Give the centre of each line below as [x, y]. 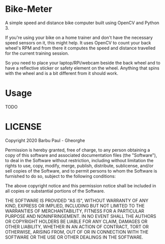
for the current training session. [37, 53]
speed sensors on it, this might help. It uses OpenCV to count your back [78, 42]
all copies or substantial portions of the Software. [55, 191]
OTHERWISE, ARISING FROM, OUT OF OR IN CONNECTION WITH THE [77, 232]
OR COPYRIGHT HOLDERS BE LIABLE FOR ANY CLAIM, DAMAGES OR [76, 221]
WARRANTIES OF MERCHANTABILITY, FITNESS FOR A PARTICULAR [75, 211]
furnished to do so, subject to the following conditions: [60, 176]
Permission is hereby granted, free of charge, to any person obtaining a [78, 150]
